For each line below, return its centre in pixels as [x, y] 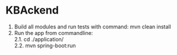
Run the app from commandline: [53, 33]
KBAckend [32, 10]
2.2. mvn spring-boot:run [45, 46]
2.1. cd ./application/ [39, 39]
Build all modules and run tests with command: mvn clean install [93, 27]
